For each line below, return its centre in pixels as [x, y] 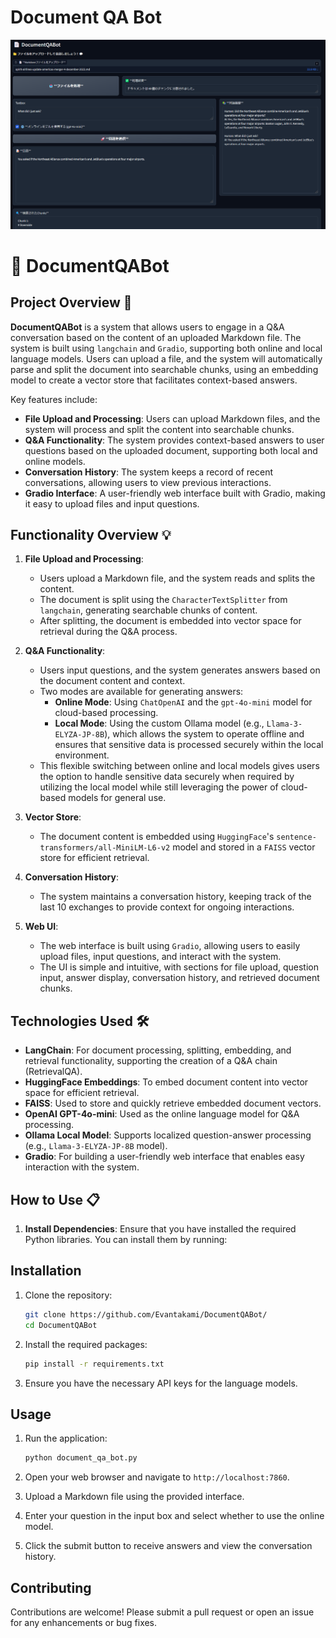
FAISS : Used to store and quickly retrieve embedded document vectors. [173, 1103]
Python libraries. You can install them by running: [126, 1240]
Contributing [51, 1587]
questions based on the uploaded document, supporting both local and [171, 450]
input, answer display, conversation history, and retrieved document [179, 978]
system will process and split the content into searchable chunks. [159, 429]
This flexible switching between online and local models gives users [179, 766]
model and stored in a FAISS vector [244, 847]
